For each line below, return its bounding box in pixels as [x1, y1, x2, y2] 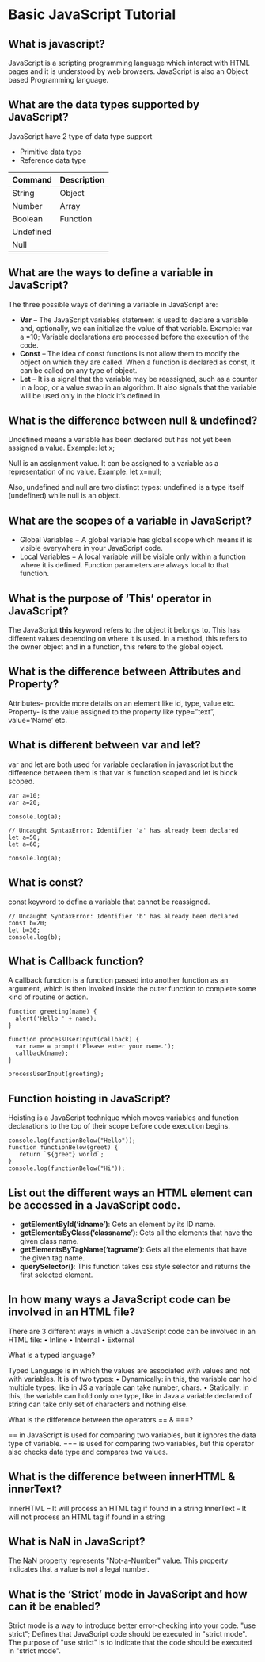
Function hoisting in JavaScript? [8, 1091, 172, 1105]
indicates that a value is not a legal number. [8, 1564, 150, 1574]
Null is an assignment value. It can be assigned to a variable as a [8, 459, 219, 468]
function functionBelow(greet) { [8, 1144, 119, 1152]
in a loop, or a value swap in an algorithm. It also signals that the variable [19, 383, 257, 392]
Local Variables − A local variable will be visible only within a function [19, 552, 247, 561]
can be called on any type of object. [19, 365, 138, 375]
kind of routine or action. [8, 992, 89, 1002]
